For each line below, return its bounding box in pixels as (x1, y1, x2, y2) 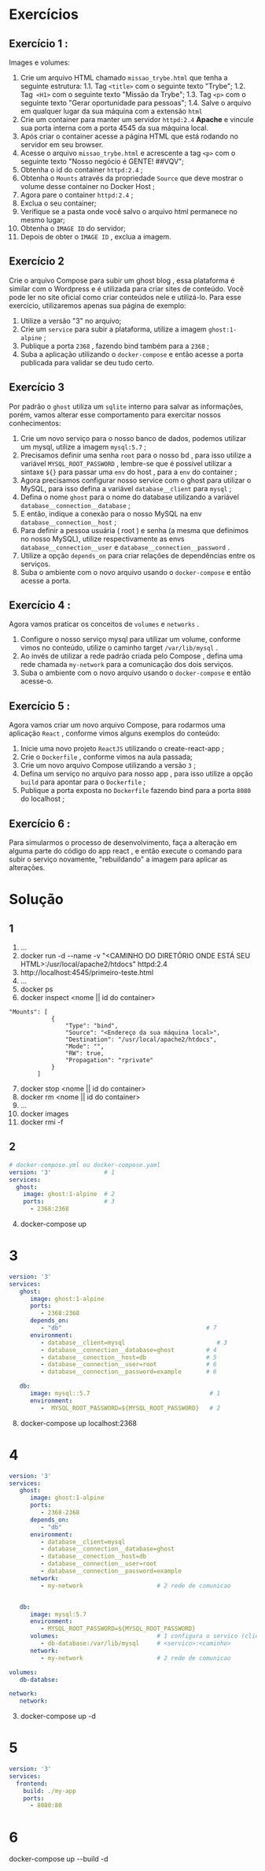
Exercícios (9, 6, 79, 24)
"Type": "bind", (64, 1022, 119, 1030)
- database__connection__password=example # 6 (40, 1368, 217, 1376)
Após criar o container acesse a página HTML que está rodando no (20, 132, 239, 141)
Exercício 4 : (9, 598, 72, 612)
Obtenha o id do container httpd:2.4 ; (20, 165, 143, 174)
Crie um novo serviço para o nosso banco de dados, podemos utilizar (20, 433, 247, 443)
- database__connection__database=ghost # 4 (40, 1346, 217, 1354)
